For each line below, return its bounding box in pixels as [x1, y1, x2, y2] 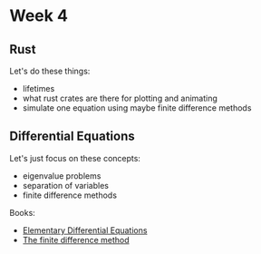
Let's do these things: [9, 65, 91, 76]
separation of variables [22, 180, 109, 190]
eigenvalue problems [22, 170, 101, 181]
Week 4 [9, 5, 68, 26]
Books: [9, 207, 36, 218]
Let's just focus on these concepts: [9, 152, 140, 163]
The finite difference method [22, 234, 130, 245]
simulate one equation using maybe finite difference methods [22, 103, 252, 113]
